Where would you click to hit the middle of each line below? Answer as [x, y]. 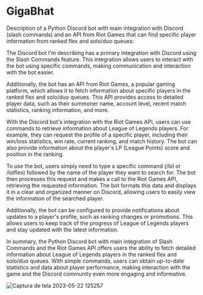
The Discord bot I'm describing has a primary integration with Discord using [101, 52]
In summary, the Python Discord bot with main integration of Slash [89, 241]
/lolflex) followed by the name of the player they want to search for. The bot [101, 172]
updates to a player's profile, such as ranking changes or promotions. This [100, 216]
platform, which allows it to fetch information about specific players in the [98, 90]
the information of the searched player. [55, 198]
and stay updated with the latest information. [62, 229]
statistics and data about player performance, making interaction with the [98, 267]
